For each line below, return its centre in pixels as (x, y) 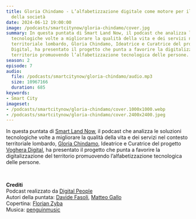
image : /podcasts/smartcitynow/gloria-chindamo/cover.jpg (78, 28)
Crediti (15, 185)
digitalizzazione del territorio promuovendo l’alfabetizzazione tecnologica (94, 156)
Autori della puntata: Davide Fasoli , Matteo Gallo (64, 197)
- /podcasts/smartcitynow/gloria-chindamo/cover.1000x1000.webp (86, 109)
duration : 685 (28, 88)
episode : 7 (19, 66)
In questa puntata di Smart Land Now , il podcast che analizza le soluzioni (94, 131)
